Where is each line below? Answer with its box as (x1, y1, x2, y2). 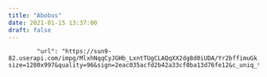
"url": (37, 48, 59, 56)
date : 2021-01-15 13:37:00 (8, 19, 98, 27)
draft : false (8, 26, 52, 34)
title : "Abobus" (8, 11, 62, 20)
